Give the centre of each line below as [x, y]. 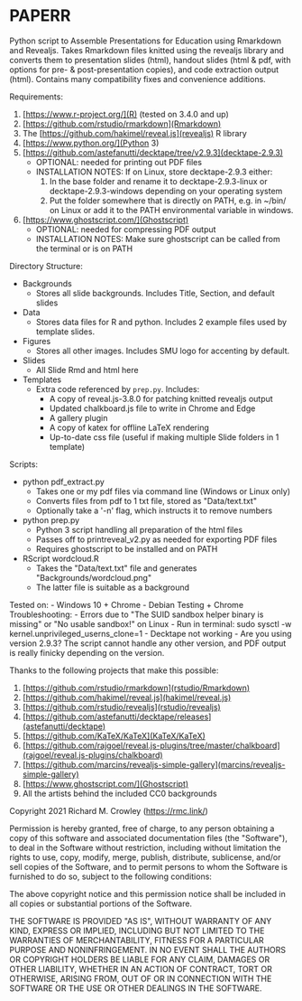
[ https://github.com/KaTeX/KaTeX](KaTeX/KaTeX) [114, 735]
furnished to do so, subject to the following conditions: [110, 876]
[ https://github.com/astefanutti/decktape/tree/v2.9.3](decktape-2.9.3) [153, 152]
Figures [37, 341]
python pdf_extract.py [64, 482]
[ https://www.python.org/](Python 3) [91, 143]
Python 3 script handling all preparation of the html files [139, 529]
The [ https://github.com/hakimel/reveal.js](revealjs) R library [135, 133]
